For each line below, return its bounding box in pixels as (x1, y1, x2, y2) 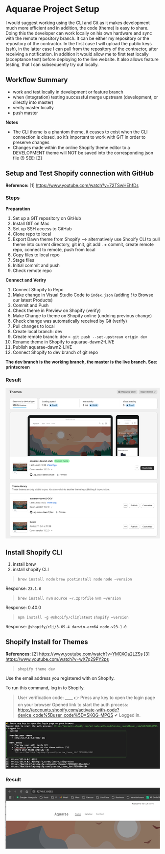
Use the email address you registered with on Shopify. (5, 675, 115, 681)
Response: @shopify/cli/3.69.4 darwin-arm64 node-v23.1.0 (5, 624, 127, 629)
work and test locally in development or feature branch (12, 89, 124, 94)
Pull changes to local (12, 323, 55, 329)
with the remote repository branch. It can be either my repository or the (5, 35, 150, 41)
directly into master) (12, 99, 53, 105)
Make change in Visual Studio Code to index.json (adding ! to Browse (12, 292, 154, 298)
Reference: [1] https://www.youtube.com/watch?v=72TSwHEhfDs (5, 182, 139, 188)
